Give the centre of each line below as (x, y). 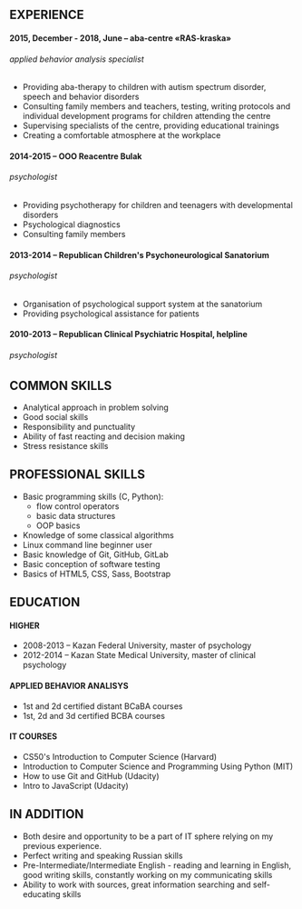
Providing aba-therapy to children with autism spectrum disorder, (144, 87)
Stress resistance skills (65, 446)
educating (41, 894)
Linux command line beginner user (87, 544)
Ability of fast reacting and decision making (104, 436)
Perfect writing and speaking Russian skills (102, 855)
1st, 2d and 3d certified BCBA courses (94, 715)
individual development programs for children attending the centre (146, 116)
